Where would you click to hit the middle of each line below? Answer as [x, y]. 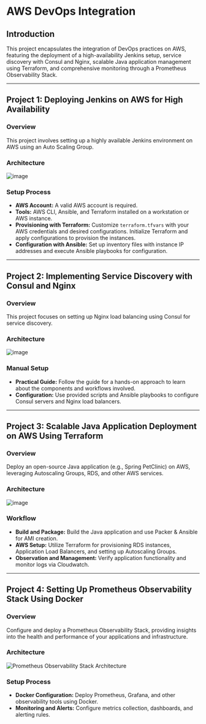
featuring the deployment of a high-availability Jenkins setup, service [94, 55]
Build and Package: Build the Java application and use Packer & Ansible [106, 532]
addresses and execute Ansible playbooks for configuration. [91, 251]
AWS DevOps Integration [71, 11]
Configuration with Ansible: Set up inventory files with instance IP [99, 244]
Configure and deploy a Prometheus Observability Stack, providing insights [101, 630]
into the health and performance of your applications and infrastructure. [97, 636]
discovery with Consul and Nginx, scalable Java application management [99, 62]
